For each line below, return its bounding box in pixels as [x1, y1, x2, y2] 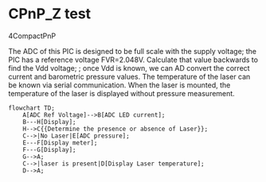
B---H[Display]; [22, 118, 77, 126]
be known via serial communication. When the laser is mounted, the [8, 80, 231, 90]
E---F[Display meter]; [22, 138, 98, 147]
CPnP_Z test [8, 5, 92, 23]
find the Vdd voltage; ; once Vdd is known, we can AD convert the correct [8, 63, 250, 72]
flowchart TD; [8, 104, 56, 112]
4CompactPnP [8, 31, 57, 41]
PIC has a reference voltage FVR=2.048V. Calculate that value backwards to [8, 55, 259, 64]
